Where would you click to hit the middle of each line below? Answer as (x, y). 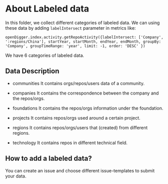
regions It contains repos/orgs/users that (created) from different (80, 127)
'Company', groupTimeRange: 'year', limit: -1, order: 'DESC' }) (75, 46)
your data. (16, 176)
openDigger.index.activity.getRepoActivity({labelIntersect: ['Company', (85, 37)
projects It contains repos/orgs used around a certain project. (76, 118)
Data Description (32, 71)
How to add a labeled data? (49, 159)
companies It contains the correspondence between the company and (86, 93)
